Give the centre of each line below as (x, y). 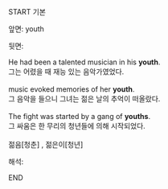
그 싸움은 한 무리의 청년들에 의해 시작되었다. (77, 126)
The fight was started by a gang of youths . (80, 116)
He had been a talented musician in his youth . (84, 62)
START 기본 (27, 12)
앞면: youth (26, 29)
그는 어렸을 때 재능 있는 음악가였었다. (66, 72)
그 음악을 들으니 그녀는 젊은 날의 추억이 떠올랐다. (84, 99)
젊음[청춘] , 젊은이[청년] (46, 144)
